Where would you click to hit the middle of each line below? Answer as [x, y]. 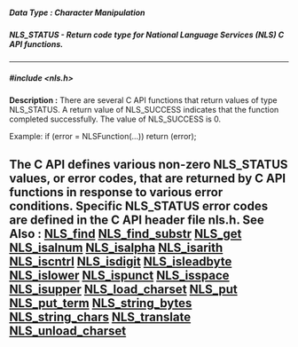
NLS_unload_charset [68, 331]
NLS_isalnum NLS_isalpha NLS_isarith [116, 247]
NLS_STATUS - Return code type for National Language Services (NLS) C [147, 35]
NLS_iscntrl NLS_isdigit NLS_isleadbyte [121, 261]
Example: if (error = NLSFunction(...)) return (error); [103, 137]
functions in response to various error [116, 192]
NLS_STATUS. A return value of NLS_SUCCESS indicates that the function [144, 110]
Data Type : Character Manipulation [77, 12]
